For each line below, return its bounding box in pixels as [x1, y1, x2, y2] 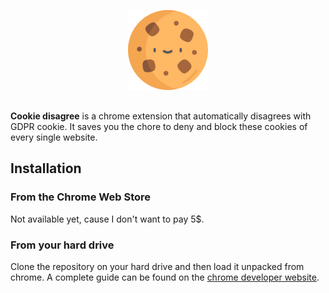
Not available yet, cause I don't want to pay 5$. [10, 213, 205, 225]
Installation [10, 160, 82, 177]
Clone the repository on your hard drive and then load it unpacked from [10, 260, 305, 272]
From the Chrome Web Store [10, 190, 152, 204]
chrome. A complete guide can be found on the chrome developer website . [10, 271, 320, 283]
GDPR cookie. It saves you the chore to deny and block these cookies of [10, 121, 308, 132]
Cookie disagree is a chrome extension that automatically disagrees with [10, 110, 312, 122]
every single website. [10, 131, 98, 143]
